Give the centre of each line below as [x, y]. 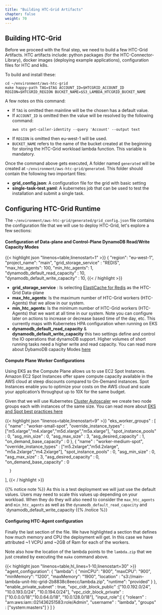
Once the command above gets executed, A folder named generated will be [80, 163]
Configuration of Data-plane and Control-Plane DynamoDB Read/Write [77, 242]
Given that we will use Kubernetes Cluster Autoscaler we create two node [78, 401]
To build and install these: [30, 75]
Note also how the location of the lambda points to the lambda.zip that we [78, 552]
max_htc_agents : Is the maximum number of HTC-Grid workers [76, 298]
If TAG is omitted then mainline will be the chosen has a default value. [80, 110]
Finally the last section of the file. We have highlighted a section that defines [81, 532]
